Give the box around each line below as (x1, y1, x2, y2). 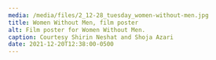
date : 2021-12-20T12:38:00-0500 (8, 41, 114, 48)
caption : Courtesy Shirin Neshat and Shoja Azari (8, 33, 174, 41)
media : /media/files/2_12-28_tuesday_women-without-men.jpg (8, 11, 210, 19)
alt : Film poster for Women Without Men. (8, 26, 146, 34)
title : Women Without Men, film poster (8, 19, 139, 26)
